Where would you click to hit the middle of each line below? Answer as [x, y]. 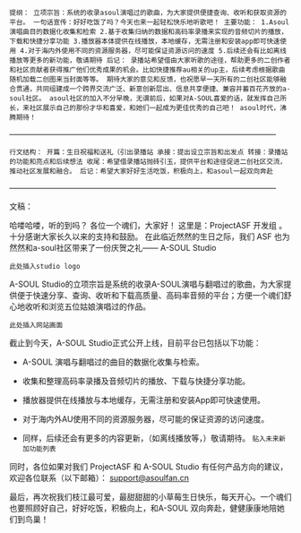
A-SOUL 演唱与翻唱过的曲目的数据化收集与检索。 [113, 362]
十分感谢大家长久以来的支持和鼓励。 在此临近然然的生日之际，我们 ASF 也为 [150, 236]
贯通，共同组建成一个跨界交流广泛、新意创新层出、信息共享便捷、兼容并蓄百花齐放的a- [153, 89]
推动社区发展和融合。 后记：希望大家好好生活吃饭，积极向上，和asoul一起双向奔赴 [142, 171]
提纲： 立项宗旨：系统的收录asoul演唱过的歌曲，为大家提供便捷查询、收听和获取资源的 [148, 13]
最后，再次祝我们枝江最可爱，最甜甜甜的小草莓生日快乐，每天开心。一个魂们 [150, 497]
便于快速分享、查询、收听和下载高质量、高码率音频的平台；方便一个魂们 [150, 295]
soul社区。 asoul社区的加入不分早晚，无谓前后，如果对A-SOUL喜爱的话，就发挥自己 [145, 99]
